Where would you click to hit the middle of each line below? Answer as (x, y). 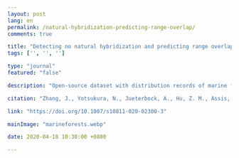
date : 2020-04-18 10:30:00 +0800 (57, 137)
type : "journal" (31, 66)
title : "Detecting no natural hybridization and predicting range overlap (121, 47)
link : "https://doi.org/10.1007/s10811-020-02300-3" (87, 111)
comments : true (30, 34)
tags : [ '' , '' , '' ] (36, 53)
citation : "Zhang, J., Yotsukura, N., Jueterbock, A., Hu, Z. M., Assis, (119, 98)
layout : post (27, 14)
